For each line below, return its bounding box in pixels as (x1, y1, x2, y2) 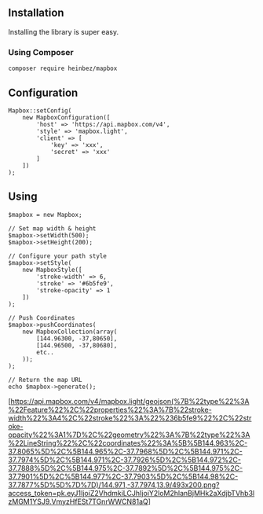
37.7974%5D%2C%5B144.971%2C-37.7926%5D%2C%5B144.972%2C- (8, 455, 242, 464)
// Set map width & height (8, 224, 97, 233)
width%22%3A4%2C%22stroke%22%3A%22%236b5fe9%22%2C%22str (8, 413, 252, 423)
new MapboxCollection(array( (22, 328, 118, 336)
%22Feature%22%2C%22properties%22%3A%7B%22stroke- (8, 405, 212, 414)
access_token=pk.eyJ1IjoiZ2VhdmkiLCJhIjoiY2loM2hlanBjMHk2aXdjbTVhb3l (8, 488, 255, 497)
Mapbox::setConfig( (8, 106, 72, 115)
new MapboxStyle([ (22, 266, 82, 274)
